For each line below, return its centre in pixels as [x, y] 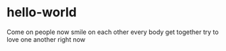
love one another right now [46, 39]
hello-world [42, 12]
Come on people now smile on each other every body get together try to [113, 32]
